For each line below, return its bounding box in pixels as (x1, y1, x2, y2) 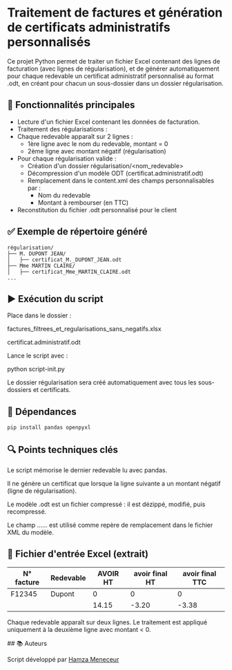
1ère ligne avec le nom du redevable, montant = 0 (27, 140, 168, 148)
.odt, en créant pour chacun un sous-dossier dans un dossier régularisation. (7, 79, 224, 87)
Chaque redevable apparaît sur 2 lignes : (17, 132, 133, 140)
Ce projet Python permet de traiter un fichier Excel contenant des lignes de (7, 57, 221, 65)
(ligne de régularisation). (7, 486, 77, 495)
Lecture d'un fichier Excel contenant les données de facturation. (17, 118, 200, 126)
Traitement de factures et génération (7, 5, 223, 21)
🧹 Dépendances (7, 406, 77, 418)
